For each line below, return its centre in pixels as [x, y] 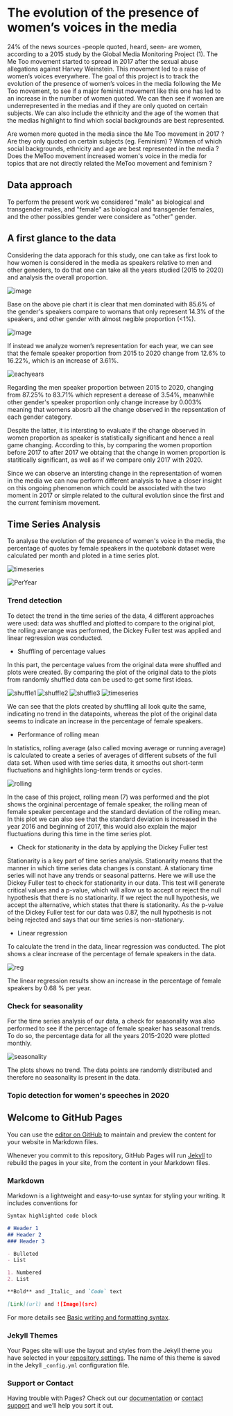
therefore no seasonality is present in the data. [74, 1077]
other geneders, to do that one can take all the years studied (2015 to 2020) [115, 270]
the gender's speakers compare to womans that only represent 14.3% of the [116, 311]
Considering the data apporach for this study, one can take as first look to [113, 255]
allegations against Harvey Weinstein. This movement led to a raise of [107, 69]
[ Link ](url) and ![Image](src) [52, 1304]
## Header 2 [24, 1235]
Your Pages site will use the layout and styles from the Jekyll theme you [110, 1351]
